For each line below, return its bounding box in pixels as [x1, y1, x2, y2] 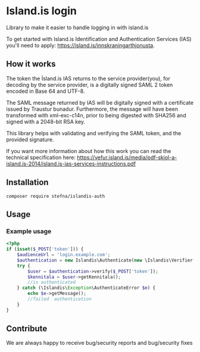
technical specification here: [6, 154, 76, 161]
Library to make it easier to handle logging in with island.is [6, 24, 149, 31]
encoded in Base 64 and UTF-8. [6, 88, 85, 95]
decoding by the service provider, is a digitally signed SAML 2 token [6, 81, 173, 88]
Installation [6, 177, 49, 188]
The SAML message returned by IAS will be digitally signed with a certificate [6, 99, 194, 106]
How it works [6, 59, 56, 69]
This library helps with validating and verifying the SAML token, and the [6, 129, 182, 136]
